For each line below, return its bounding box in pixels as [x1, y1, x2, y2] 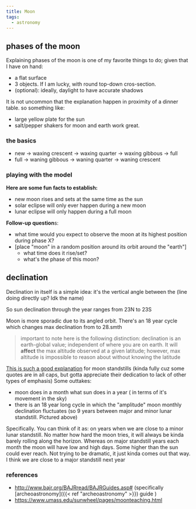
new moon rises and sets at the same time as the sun [14, 195, 143, 202]
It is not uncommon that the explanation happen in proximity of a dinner [6, 98, 178, 106]
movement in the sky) [14, 395, 67, 402]
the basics [6, 137, 37, 145]
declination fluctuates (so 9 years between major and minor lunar [14, 407, 172, 414]
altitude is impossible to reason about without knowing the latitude [20, 353, 181, 361]
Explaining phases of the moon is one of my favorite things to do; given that [6, 57, 188, 64]
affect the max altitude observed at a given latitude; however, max [20, 347, 181, 354]
